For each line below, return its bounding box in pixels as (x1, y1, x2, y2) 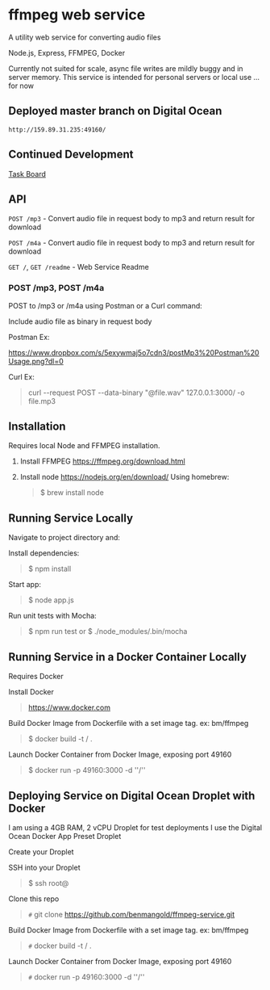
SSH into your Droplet (8, 862, 81, 872)
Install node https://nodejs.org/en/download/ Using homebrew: (19, 472, 230, 482)
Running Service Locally (8, 511, 134, 525)
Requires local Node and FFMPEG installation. (8, 441, 160, 451)
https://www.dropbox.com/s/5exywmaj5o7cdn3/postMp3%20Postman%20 (8, 347, 260, 357)
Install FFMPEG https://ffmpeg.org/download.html (19, 456, 185, 466)
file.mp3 (27, 396, 56, 405)
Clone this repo (8, 894, 60, 904)
